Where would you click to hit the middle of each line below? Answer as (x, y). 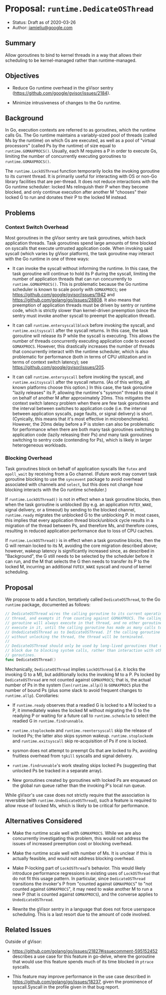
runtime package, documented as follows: (48, 605)
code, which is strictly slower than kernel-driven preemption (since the (84, 311)
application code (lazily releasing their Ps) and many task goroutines (82, 435)
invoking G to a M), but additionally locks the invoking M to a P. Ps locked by (83, 674)
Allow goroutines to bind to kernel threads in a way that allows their (74, 55)
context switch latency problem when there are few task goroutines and (85, 403)
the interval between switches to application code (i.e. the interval (79, 408)
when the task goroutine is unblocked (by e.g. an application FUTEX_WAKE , (79, 504)
